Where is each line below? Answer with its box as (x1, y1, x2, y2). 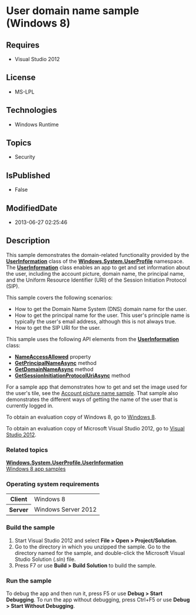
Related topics (6, 446, 48, 454)
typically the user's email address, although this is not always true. (14, 317, 177, 325)
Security (14, 153, 35, 161)
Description (6, 236, 50, 246)
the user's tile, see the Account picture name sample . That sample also (6, 389, 178, 396)
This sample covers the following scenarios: (6, 294, 113, 301)
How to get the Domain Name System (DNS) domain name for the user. (14, 305, 187, 312)
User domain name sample (6, 4, 139, 18)
